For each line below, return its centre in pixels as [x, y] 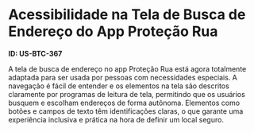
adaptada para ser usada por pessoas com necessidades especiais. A [123, 77]
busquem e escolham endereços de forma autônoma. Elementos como [124, 103]
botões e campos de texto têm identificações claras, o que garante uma [126, 111]
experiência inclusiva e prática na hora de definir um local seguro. [116, 119]
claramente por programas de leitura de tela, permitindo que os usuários [127, 94]
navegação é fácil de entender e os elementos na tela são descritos [119, 86]
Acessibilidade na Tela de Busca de [127, 15]
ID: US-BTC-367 [35, 53]
